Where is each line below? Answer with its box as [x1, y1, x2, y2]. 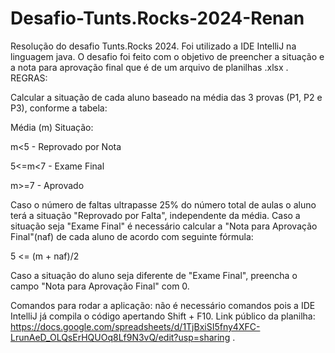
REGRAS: [10, 72, 48, 84]
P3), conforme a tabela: [10, 102, 108, 114]
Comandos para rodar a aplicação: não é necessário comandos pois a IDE [10, 299, 316, 311]
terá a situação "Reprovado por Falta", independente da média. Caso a [10, 209, 301, 221]
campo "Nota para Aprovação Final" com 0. [10, 280, 190, 292]
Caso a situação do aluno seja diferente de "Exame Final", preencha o [10, 269, 298, 281]
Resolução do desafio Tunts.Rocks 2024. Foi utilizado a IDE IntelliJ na [10, 40, 297, 52]
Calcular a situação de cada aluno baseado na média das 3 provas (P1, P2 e [10, 91, 323, 103]
